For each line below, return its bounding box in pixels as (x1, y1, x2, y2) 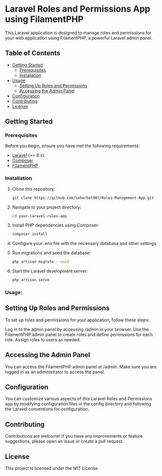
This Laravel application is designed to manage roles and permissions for (5, 30, 152, 35)
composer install (12, 232, 48, 237)
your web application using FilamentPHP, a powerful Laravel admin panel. (5, 35, 153, 41)
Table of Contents (5, 49, 61, 57)
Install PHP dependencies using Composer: (12, 222, 99, 228)
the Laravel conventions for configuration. (5, 406, 89, 412)
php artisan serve (12, 278, 50, 282)
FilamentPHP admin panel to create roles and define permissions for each (5, 332, 153, 337)
